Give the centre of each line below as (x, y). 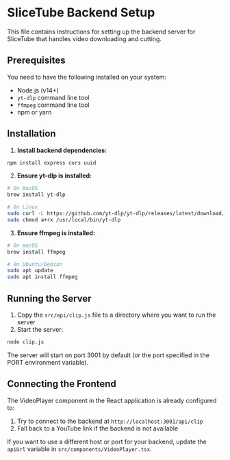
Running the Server (49, 299)
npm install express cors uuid (52, 162)
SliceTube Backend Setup (81, 13)
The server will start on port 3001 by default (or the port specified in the (108, 355)
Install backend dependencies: (62, 150)
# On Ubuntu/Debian (35, 264)
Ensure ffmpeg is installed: (56, 233)
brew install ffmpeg (37, 252)
